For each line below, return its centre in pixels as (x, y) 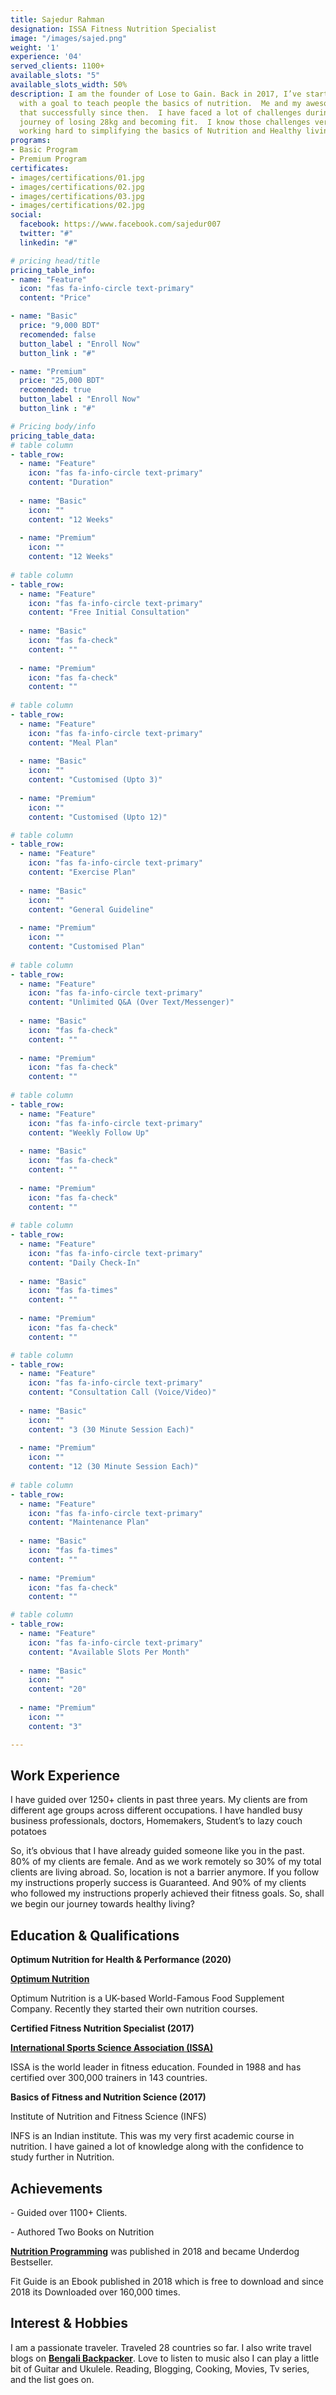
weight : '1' (35, 47)
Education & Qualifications (95, 1935)
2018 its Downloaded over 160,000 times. (95, 2292)
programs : (31, 141)
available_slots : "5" (55, 76)
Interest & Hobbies (69, 2323)
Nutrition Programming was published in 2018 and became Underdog (155, 2251)
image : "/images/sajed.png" (69, 38)
